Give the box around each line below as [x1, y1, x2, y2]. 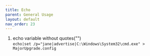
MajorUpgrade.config [12, 46, 56, 51]
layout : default [5, 17, 40, 22]
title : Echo [5, 7, 31, 13]
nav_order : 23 [5, 21, 36, 27]
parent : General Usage [5, 12, 53, 17]
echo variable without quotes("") [12, 35, 81, 41]
